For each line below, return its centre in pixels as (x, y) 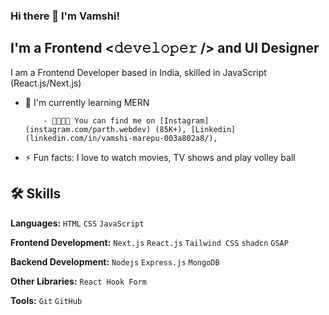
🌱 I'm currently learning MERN (87, 102)
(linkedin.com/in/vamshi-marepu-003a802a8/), (121, 138)
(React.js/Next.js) (46, 83)
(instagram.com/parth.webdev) (88, 129)
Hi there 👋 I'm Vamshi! (65, 16)
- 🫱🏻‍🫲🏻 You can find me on (99, 120)
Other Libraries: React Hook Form (78, 281)
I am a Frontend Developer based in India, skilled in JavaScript (138, 72)
